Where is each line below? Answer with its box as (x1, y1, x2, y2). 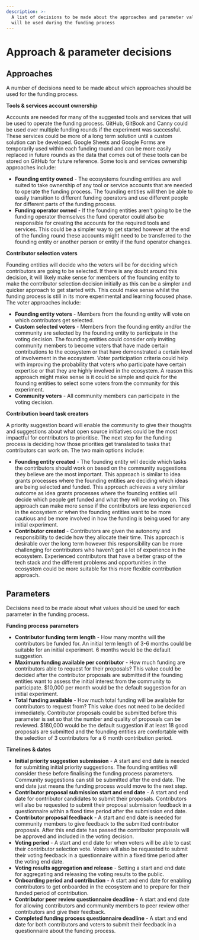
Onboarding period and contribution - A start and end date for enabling (14, 877, 191, 884)
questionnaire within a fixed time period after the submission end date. (14, 808, 187, 815)
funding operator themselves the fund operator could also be (14, 213, 164, 220)
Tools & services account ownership (6, 102, 98, 110)
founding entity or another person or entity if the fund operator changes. (14, 238, 192, 246)
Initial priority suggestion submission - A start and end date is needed (14, 758, 190, 765)
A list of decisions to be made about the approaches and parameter (11, 14, 184, 20)
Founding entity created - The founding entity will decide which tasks (14, 458, 187, 466)
